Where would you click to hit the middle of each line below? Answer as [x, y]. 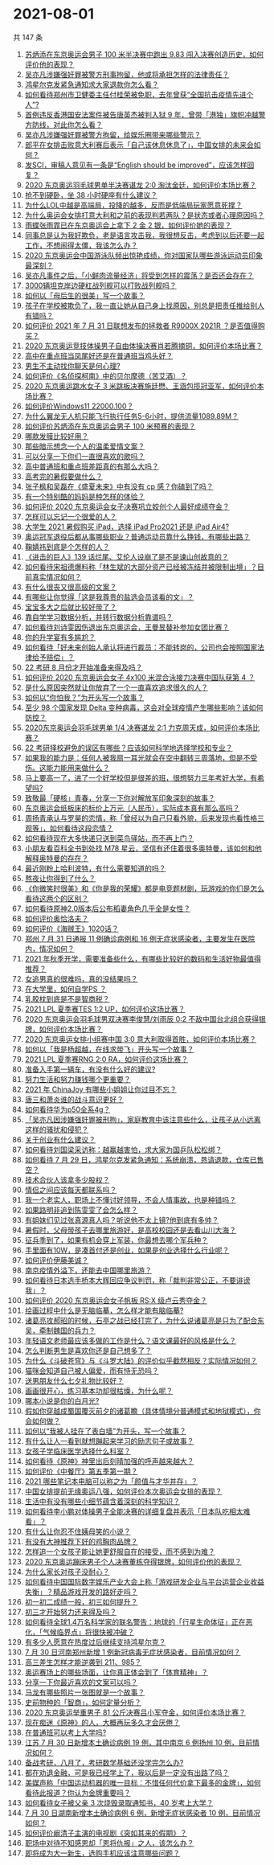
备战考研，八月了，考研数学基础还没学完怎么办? [104, 1762]
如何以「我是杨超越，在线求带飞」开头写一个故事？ [109, 1049]
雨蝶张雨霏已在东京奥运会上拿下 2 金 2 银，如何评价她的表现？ [128, 225]
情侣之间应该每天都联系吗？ [71, 1190]
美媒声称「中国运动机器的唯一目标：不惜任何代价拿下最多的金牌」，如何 [143, 1782]
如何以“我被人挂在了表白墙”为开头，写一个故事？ [106, 1431]
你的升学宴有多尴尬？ [60, 637]
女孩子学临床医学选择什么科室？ [78, 1451]
